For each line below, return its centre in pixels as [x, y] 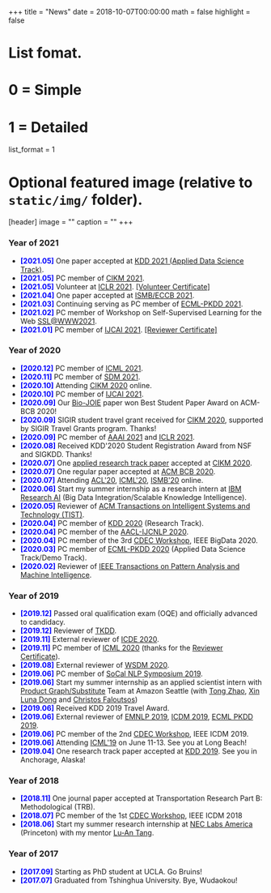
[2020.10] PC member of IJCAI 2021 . [82, 394]
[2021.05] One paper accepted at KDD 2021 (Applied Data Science [132, 261]
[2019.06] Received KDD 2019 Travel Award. [95, 708]
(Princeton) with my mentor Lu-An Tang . [87, 833]
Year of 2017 [34, 854]
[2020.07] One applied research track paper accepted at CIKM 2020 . [136, 463]
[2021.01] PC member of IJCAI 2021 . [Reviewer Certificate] [119, 329]
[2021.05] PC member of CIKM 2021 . [82, 278]
